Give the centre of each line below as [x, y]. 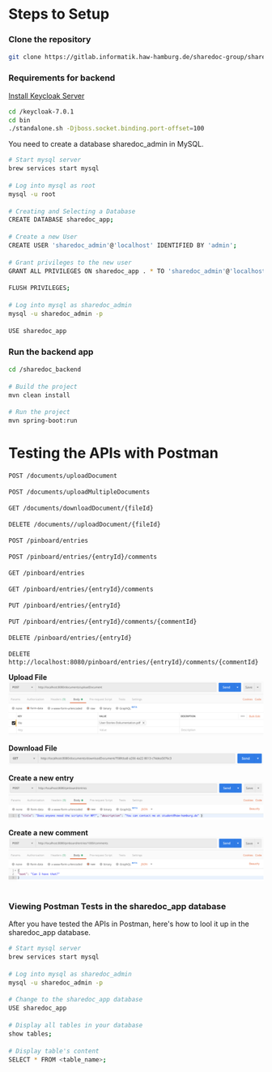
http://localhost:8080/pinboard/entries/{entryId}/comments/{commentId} [134, 662]
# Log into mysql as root [52, 186]
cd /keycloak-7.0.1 [41, 111]
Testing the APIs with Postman [113, 453]
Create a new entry [41, 778]
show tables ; [30, 1034]
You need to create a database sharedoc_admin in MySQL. [106, 144]
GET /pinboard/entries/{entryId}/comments [81, 589]
